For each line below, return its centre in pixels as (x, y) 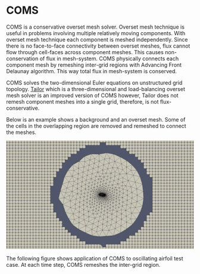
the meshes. (21, 132)
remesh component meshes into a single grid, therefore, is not (82, 101)
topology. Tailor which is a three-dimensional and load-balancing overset (96, 89)
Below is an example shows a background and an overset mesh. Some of (96, 119)
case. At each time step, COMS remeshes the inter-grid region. (83, 265)
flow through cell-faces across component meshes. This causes (85, 52)
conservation (22, 58)
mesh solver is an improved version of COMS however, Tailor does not (92, 95)
